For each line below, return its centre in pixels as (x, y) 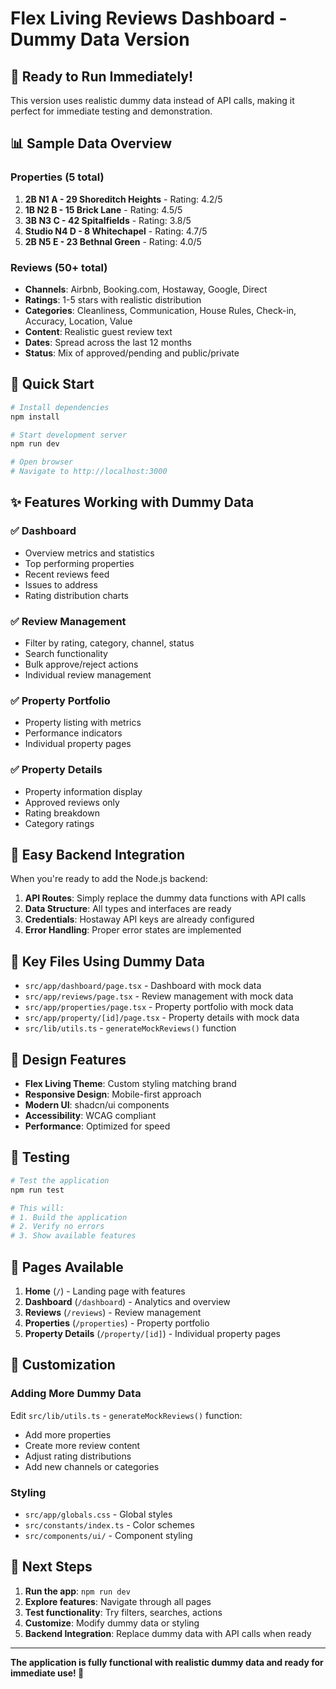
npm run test (37, 1190)
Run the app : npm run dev (77, 1591)
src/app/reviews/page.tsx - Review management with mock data (159, 996)
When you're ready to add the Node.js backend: (109, 879)
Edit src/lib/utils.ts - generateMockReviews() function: (126, 1415)
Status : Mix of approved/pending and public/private (132, 353)
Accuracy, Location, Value (78, 321)
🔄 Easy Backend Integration (98, 855)
